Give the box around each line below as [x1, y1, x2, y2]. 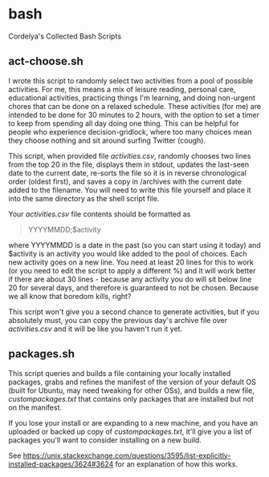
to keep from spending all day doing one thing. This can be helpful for [8, 118, 239, 128]
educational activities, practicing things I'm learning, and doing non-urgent [8, 93, 255, 103]
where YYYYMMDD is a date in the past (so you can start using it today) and [8, 240, 261, 249]
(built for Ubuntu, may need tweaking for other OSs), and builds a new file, [8, 386, 255, 395]
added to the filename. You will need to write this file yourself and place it [8, 185, 251, 195]
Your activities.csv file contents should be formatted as [8, 209, 191, 219]
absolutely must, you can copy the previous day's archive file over [8, 315, 227, 325]
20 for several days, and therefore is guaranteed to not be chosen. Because [8, 282, 259, 293]
